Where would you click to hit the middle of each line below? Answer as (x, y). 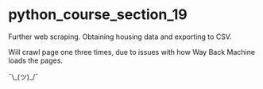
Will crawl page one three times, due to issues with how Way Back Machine (132, 52)
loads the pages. (36, 60)
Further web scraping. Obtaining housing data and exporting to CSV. (120, 37)
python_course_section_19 (98, 15)
